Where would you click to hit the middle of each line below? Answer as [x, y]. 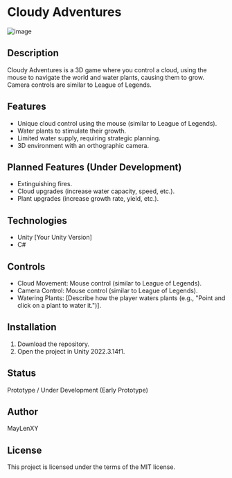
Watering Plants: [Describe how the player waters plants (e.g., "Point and [121, 298]
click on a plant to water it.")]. [59, 305]
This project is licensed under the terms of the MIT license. [91, 467]
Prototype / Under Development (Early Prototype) [78, 390]
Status [22, 373]
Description [33, 53]
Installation [32, 327]
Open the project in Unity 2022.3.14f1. [71, 351]
